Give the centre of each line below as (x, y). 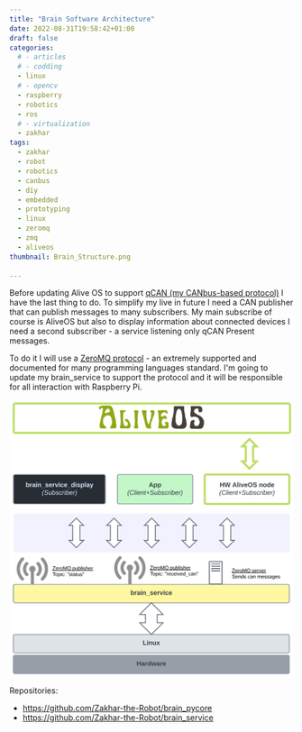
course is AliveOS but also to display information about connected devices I (150, 322)
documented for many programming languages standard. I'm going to (139, 368)
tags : (19, 143)
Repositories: (34, 691)
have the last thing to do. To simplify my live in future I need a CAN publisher (151, 303)
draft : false (34, 38)
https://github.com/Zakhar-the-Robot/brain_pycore (117, 709)
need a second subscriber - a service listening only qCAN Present (132, 331)
